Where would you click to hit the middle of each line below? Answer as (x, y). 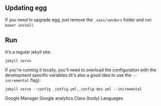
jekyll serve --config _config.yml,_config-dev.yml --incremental (73, 89)
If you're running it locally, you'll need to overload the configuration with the (81, 70)
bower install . (20, 25)
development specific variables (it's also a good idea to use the (68, 75)
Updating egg (26, 8)
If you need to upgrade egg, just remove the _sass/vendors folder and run (78, 19)
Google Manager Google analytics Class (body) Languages (64, 98)
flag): (35, 80)
